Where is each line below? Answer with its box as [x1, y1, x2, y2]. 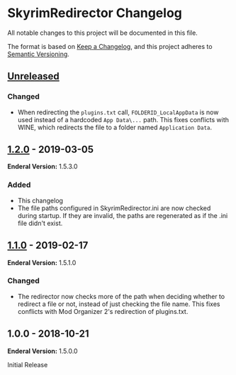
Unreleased [7, 70, 60, 82]
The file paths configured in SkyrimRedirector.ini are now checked [17, 204, 211, 212]
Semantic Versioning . [7, 50, 69, 58]
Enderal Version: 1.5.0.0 [7, 347, 78, 355]
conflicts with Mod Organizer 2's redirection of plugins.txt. [17, 307, 189, 315]
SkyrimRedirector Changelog [7, 5, 182, 21]
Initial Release [7, 360, 48, 369]
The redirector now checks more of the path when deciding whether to [17, 292, 225, 300]
